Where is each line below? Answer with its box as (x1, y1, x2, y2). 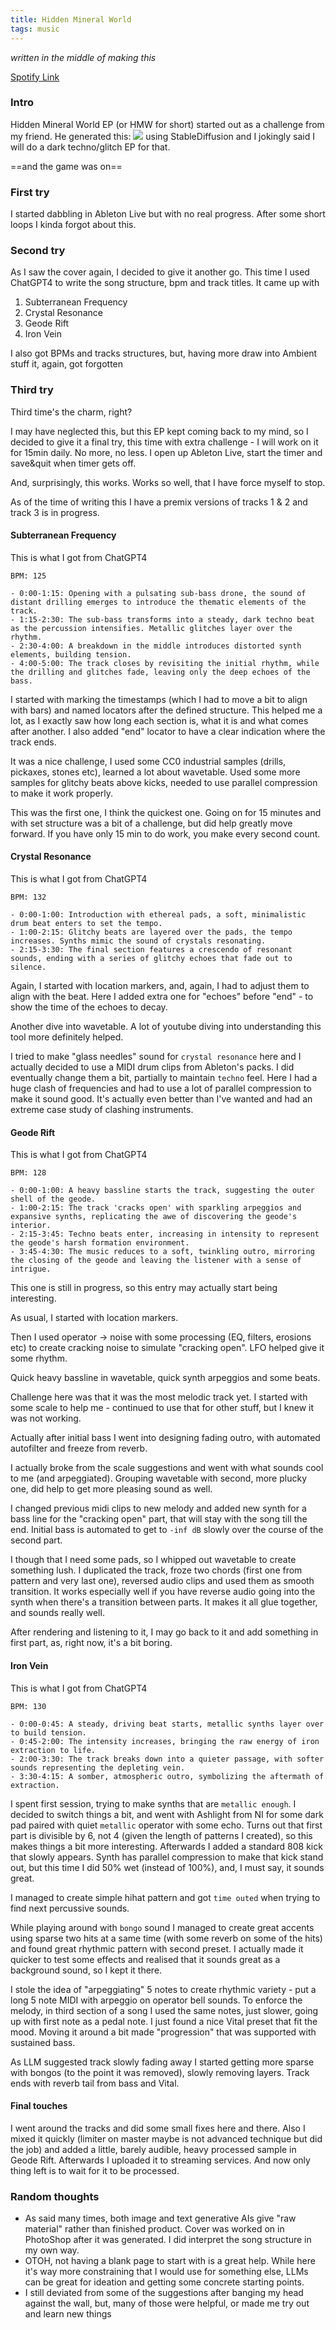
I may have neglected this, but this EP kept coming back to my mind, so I (10, 425, 309, 437)
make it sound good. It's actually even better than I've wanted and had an (10, 1093, 313, 1105)
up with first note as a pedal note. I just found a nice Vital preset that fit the (10, 2015, 318, 2027)
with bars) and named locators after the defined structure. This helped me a (10, 704, 323, 716)
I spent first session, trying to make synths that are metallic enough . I (10, 1797, 297, 1810)
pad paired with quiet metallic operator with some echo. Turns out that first (10, 1819, 323, 1831)
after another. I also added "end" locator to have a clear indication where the (10, 725, 326, 737)
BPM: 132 (10, 892, 47, 903)
